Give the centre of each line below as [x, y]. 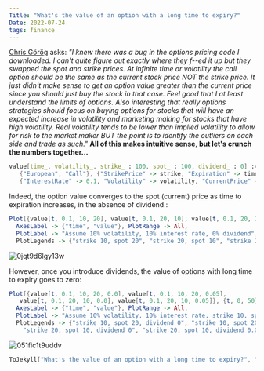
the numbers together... [49, 152]
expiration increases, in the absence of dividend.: [89, 204]
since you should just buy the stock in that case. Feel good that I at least [126, 94]
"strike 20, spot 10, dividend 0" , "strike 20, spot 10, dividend [134, 330]
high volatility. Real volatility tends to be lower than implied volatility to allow [132, 127]
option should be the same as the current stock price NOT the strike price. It [132, 77]
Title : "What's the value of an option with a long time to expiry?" [125, 15]
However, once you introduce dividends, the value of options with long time [131, 271]
